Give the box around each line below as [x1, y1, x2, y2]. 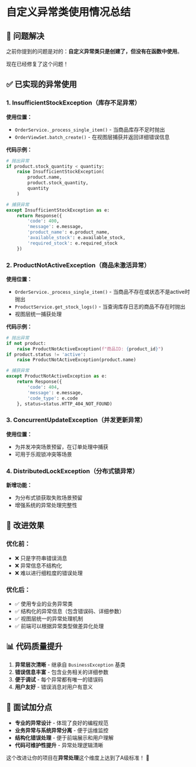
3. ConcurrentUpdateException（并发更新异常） [6, 416, 147, 424]
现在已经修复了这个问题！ [6, 61, 69, 67]
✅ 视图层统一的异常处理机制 [14, 615, 83, 622]
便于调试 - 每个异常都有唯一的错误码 [14, 676, 104, 683]
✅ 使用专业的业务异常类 [14, 600, 73, 607]
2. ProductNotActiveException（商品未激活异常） [6, 261, 150, 269]
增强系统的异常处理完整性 [14, 502, 78, 509]
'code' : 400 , [27, 218, 60, 224]
